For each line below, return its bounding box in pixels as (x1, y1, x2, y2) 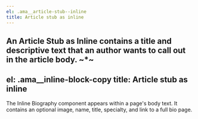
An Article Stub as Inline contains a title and (6, 36, 172, 46)
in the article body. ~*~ (6, 54, 94, 65)
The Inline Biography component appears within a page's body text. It (6, 99, 178, 107)
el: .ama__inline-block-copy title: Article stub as (6, 75, 188, 85)
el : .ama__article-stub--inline (6, 8, 86, 15)
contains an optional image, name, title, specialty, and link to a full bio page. (6, 106, 193, 113)
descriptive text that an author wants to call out (6, 45, 186, 55)
